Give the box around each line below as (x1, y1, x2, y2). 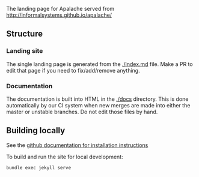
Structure (6, 29, 43, 39)
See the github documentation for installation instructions (6, 141, 148, 149)
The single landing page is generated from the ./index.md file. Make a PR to (6, 60, 194, 68)
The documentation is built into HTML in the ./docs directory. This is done (6, 95, 189, 103)
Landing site (6, 47, 43, 55)
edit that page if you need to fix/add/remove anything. (6, 67, 140, 74)
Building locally (6, 125, 66, 136)
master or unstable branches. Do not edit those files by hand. (6, 108, 158, 115)
